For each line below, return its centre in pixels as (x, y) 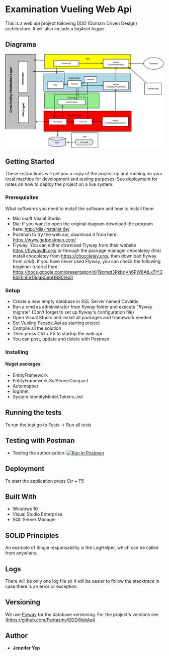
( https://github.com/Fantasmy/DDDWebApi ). (51, 620)
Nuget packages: (24, 364)
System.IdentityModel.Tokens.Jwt (48, 397)
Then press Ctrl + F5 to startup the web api (57, 333)
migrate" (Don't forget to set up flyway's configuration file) (73, 312)
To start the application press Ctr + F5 (45, 481)
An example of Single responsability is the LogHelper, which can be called (82, 548)
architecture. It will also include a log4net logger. (56, 28)
